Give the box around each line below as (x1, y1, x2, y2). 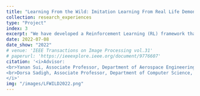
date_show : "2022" (6, 42, 52, 48)
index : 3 (6, 25, 28, 32)
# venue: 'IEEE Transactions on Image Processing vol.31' (6, 48, 153, 54)
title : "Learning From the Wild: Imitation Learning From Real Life (6, 8, 180, 15)
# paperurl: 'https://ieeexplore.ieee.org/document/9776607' (6, 53, 161, 59)
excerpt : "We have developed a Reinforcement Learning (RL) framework (6, 31, 185, 37)
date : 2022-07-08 (6, 36, 49, 42)
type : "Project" (6, 20, 46, 26)
